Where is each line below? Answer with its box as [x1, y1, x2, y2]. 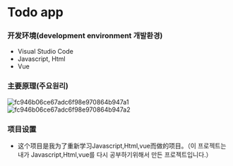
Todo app [7, 4, 64, 20]
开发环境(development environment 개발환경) [7, 31, 163, 41]
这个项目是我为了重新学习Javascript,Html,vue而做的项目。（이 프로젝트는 [17, 142, 227, 150]
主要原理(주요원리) [7, 81, 68, 91]
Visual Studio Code [17, 47, 74, 56]
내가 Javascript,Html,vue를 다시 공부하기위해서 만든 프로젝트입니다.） [17, 150, 213, 159]
